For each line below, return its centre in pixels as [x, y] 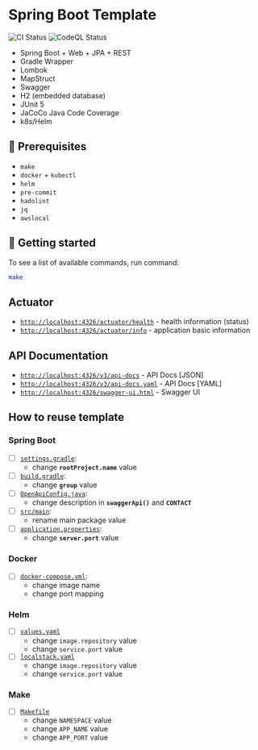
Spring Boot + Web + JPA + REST [75, 52]
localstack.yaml [47, 657]
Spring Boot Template [83, 15]
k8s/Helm [36, 121]
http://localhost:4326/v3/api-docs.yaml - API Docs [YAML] [121, 384]
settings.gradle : [48, 458]
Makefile [35, 712]
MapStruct [37, 78]
